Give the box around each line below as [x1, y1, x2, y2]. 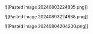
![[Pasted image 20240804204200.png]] [4, 23, 89, 29]
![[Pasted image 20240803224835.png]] [4, 4, 88, 10]
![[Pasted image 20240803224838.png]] [4, 14, 88, 19]
